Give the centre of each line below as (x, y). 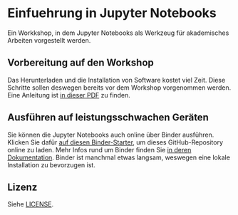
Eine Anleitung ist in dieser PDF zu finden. (69, 95)
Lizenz (22, 187)
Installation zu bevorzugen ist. (52, 164)
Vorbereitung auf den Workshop (81, 63)
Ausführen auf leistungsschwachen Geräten (108, 118)
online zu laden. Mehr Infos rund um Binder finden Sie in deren (99, 150)
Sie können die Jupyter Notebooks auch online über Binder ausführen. (111, 135)
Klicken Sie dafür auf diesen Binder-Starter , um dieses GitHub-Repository (115, 142)
